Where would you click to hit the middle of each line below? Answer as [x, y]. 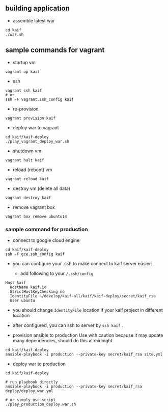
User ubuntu [23, 300]
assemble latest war [34, 20]
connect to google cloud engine [46, 240]
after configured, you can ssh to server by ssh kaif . [68, 325]
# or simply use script [31, 400]
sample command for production [47, 229]
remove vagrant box [34, 207]
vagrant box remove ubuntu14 [36, 216]
